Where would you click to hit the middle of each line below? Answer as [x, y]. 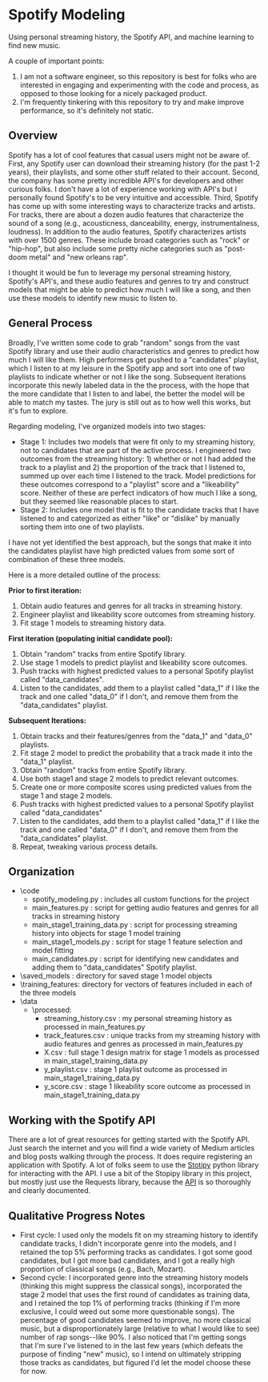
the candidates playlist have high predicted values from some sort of [121, 551]
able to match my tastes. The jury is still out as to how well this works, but [130, 402]
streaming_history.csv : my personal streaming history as [138, 1018]
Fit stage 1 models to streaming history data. [93, 623]
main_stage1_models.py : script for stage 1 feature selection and [137, 942]
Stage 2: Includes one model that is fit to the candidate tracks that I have [140, 509]
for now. [34, 1371]
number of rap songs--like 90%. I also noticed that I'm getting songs [133, 1337]
